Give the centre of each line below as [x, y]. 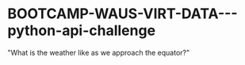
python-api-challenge [82, 31]
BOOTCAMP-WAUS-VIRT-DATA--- [122, 14]
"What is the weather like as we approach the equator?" [99, 52]
